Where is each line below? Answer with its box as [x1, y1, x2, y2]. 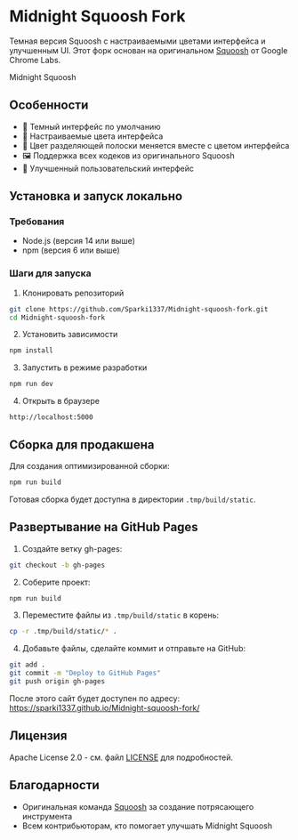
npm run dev [9, 380, 53, 389]
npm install [9, 346, 53, 355]
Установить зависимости [21, 329, 118, 340]
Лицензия [9, 728, 68, 744]
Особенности [9, 98, 89, 113]
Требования [9, 215, 65, 228]
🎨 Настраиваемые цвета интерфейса [21, 131, 164, 141]
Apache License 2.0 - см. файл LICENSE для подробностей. [9, 752, 234, 763]
